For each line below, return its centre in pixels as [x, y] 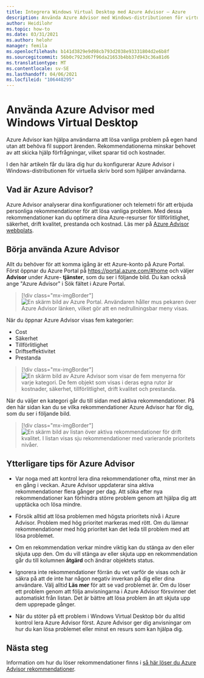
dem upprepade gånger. [45, 604]
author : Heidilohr [29, 23]
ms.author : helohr [29, 40]
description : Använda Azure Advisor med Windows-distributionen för [95, 18]
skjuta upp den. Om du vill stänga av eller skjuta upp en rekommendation [106, 553]
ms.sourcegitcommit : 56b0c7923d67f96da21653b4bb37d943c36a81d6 [88, 57]
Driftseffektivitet [35, 351]
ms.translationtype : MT [36, 63]
